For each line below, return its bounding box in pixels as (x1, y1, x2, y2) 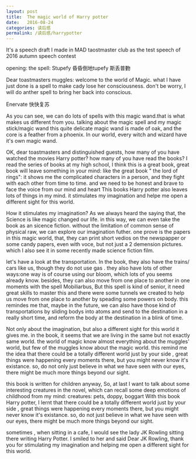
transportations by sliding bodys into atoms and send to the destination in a (6, 308, 188, 315)
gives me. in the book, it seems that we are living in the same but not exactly (6, 332, 190, 339)
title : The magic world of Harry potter (6, 14, 109, 20)
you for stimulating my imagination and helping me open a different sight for (6, 441, 189, 448)
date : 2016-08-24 (6, 19, 54, 25)
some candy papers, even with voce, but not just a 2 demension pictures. (6, 241, 183, 248)
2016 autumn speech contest (6, 53, 76, 60)
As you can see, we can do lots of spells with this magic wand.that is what (6, 112, 185, 120)
